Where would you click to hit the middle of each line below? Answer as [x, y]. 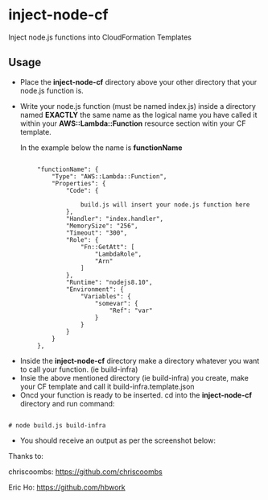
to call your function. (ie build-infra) [79, 369]
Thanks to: [26, 456]
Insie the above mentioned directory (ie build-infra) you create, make [134, 377]
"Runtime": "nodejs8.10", [109, 282]
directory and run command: [67, 403]
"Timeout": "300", [97, 233]
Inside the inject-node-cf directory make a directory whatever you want [140, 360]
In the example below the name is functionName [101, 148]
